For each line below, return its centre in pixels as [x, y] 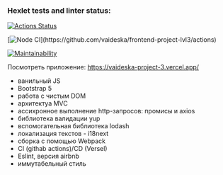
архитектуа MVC [43, 103]
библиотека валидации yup [59, 118]
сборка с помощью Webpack [62, 141]
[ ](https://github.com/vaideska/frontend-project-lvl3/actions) [112, 40]
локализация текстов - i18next [63, 134]
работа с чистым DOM [52, 96]
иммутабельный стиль [52, 164]
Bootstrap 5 [35, 89]
